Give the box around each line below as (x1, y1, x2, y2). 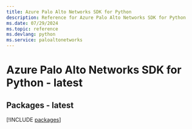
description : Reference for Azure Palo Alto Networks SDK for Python (6, 15, 187, 21)
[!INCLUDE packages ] (6, 116, 61, 123)
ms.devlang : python (6, 31, 56, 38)
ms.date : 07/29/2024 (6, 20, 59, 26)
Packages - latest (6, 100, 74, 110)
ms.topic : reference (6, 25, 59, 32)
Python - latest (6, 76, 83, 90)
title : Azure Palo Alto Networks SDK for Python (6, 8, 132, 15)
